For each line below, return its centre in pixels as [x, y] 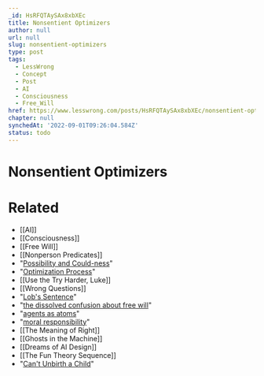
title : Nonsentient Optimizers [59, 23]
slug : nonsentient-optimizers [58, 45]
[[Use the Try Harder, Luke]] [65, 280]
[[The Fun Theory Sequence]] [68, 355]
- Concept [31, 74]
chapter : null [31, 118]
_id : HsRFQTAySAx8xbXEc [47, 15]
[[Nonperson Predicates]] [61, 255]
